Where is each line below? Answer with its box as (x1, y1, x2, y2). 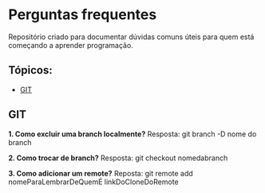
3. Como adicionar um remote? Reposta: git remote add (8, 168, 193, 178)
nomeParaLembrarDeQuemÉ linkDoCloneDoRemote (8, 177, 179, 187)
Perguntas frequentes (8, 6, 157, 24)
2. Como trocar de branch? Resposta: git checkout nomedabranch (8, 153, 228, 163)
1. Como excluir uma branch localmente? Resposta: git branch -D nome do (8, 129, 257, 139)
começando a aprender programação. (8, 40, 133, 49)
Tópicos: (8, 64, 53, 77)
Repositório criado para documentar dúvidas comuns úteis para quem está (8, 32, 255, 41)
